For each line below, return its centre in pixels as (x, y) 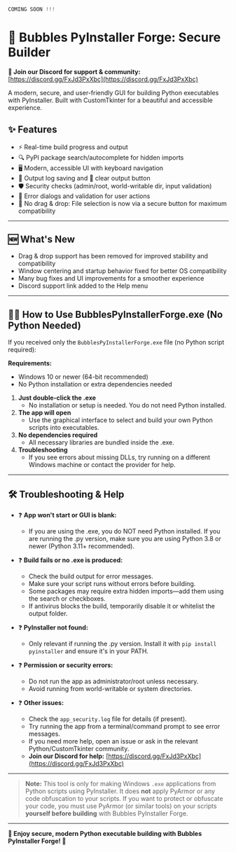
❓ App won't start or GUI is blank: (67, 515)
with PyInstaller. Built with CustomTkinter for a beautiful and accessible (110, 100)
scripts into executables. (64, 428)
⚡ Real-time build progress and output (73, 147)
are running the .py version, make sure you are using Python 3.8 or (125, 539)
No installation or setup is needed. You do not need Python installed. (127, 405)
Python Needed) (44, 325)
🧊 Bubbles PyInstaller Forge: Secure (114, 37)
